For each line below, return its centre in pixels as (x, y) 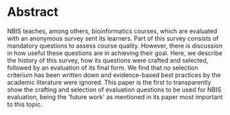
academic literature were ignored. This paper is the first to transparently (109, 82)
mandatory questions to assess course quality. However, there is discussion (115, 45)
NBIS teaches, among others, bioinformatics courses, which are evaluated (112, 31)
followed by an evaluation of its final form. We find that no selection (103, 67)
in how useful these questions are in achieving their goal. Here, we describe (115, 53)
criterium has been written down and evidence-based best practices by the (114, 75)
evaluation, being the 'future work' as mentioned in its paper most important (115, 96)
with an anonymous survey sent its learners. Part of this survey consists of (113, 38)
